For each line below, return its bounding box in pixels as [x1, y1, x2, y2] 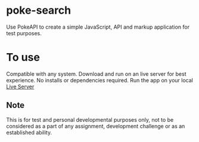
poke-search [6, 4, 71, 17]
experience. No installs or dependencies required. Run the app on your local [6, 76, 194, 84]
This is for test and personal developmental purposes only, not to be [6, 116, 174, 123]
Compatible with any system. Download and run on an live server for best [6, 70, 186, 78]
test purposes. [6, 29, 42, 36]
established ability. [6, 129, 52, 136]
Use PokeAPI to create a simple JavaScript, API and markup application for [6, 23, 189, 30]
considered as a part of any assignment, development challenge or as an [6, 122, 185, 129]
